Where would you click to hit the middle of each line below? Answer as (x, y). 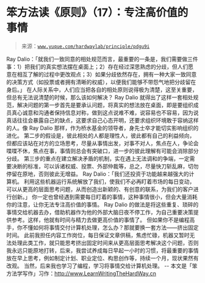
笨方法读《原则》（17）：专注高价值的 (97, 13)
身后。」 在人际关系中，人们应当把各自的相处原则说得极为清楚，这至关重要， (102, 89)
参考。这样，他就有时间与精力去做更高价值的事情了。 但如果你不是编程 (100, 220)
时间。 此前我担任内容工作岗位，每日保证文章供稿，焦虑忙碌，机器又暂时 (98, 235)
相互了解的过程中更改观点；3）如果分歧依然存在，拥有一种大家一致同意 (107, 74)
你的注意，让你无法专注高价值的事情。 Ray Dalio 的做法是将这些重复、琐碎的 (103, 204)
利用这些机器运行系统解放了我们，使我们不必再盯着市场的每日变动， (109, 181)
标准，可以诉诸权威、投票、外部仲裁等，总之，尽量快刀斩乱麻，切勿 (113, 166)
